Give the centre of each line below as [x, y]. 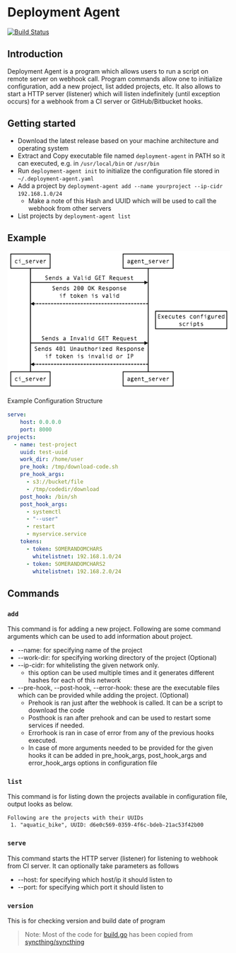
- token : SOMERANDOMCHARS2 [66, 564]
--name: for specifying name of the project [80, 650]
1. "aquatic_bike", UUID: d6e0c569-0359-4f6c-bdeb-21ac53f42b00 [107, 825]
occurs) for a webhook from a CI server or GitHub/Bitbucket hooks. [105, 101]
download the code [56, 710]
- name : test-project [46, 444]
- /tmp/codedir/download [63, 489]
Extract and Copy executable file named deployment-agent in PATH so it [121, 156]
